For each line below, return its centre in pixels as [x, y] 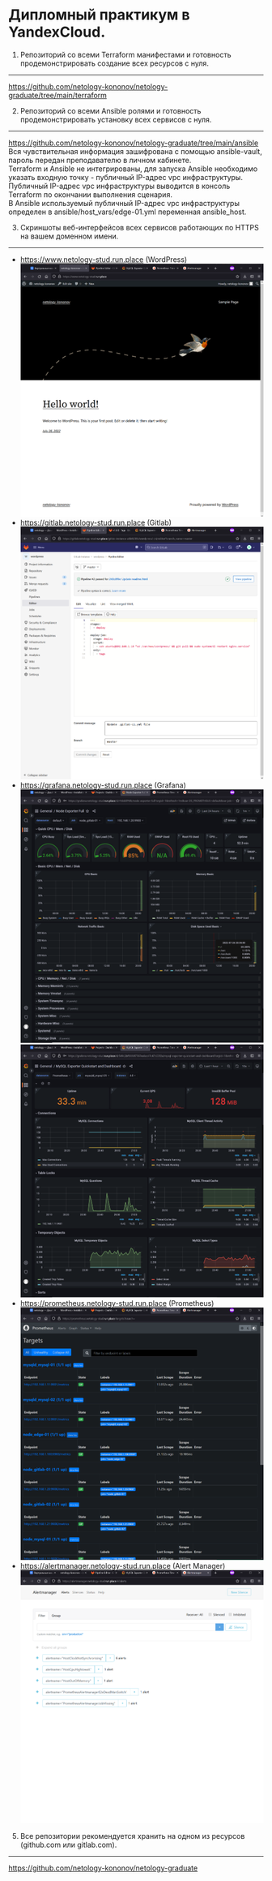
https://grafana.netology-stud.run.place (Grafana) [103, 785]
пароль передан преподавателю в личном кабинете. [100, 160]
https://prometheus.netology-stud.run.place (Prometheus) [117, 1303]
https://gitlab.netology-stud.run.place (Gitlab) [96, 523]
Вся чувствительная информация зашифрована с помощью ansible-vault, [136, 151]
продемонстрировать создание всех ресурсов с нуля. [114, 63]
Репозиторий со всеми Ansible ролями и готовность [110, 110]
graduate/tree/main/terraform [58, 95]
